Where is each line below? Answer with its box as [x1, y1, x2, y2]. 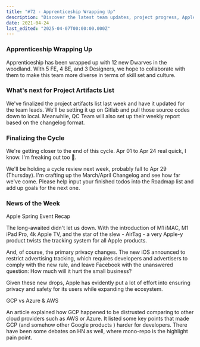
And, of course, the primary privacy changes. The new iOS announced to [6, 248, 186, 256]
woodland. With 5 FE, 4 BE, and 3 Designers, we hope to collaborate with [6, 65, 186, 72]
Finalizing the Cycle [6, 134, 65, 142]
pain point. [6, 334, 33, 341]
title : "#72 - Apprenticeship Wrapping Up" [6, 8, 116, 15]
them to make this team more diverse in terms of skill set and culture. [6, 71, 176, 78]
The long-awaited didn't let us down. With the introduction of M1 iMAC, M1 [6, 225, 189, 232]
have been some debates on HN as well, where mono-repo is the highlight [6, 328, 189, 335]
